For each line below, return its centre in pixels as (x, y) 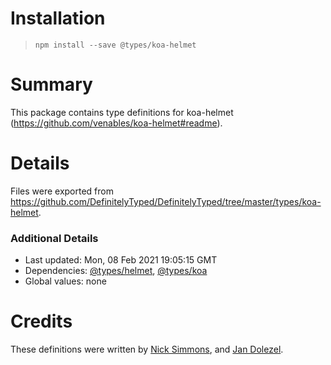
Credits (41, 321)
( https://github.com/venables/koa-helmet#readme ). (116, 123)
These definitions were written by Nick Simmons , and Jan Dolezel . (147, 349)
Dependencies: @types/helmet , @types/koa (116, 271)
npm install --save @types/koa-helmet (115, 45)
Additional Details (54, 238)
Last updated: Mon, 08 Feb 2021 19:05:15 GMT (121, 260)
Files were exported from (62, 191)
